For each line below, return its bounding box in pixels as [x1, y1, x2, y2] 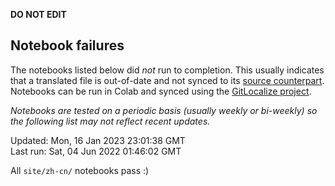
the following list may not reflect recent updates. [10, 115, 211, 127]
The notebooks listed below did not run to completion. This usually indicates [10, 64, 325, 76]
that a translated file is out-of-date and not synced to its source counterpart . [10, 74, 325, 86]
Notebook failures [10, 37, 125, 54]
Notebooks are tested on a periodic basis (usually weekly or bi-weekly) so [10, 104, 318, 116]
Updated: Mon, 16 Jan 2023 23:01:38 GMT [10, 134, 186, 146]
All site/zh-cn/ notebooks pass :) [10, 164, 150, 176]
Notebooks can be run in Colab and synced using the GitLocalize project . [10, 85, 312, 97]
